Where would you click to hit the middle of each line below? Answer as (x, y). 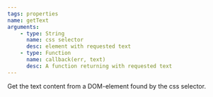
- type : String (42, 33)
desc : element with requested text (79, 46)
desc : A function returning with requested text (99, 66)
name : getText (28, 20)
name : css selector (54, 40)
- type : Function (46, 53)
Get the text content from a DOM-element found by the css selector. (107, 86)
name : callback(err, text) (66, 60)
